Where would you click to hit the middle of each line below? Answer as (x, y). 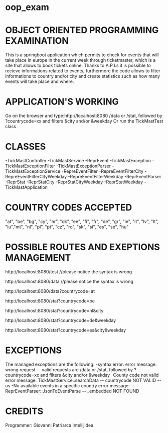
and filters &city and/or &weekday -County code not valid (99, 375)
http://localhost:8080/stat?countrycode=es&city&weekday (66, 330)
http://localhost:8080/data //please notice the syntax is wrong (69, 281)
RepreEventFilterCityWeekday (36, 177)
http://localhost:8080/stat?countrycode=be (50, 301)
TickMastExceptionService (33, 171)
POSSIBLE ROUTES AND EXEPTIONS (83, 247)
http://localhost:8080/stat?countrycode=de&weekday (61, 320)
